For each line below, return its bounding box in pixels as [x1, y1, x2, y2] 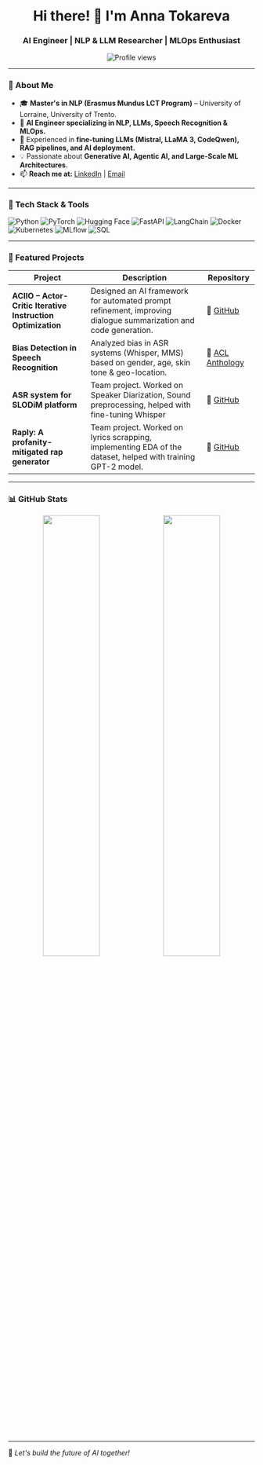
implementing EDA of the [90, 441, 182, 452]
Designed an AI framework [90, 286, 189, 297]
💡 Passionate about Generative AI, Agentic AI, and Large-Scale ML [19, 151, 239, 160]
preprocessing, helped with [90, 400, 192, 411]
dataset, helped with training [90, 452, 196, 463]
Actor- [41, 291, 69, 302]
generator [12, 456, 50, 467]
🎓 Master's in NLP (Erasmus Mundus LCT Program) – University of [19, 98, 241, 108]
